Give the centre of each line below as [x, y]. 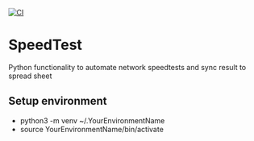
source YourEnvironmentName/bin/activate [92, 129]
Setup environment [58, 101]
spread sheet [30, 76]
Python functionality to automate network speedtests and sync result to [127, 67]
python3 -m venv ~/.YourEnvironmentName [92, 120]
